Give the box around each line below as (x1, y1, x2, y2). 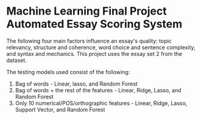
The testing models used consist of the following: (6, 68, 130, 75)
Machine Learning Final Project (6, 4, 167, 18)
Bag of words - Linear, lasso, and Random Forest (15, 80, 138, 87)
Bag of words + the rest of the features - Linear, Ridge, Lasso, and (15, 86, 182, 93)
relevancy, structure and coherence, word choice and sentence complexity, (6, 44, 196, 51)
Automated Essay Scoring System (6, 17, 183, 31)
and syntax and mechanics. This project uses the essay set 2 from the (6, 50, 183, 57)
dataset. (6, 56, 27, 64)
